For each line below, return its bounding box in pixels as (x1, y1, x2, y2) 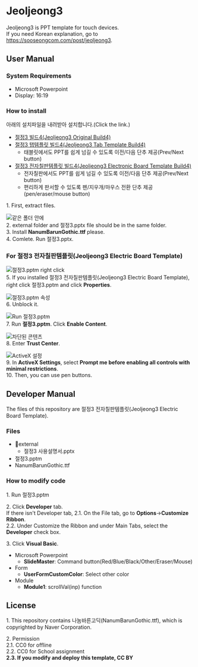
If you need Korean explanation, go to (6, 30, 98, 37)
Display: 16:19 (14, 91, 49, 99)
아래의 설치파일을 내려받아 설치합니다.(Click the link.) (6, 121, 131, 128)
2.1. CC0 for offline (6, 641, 52, 649)
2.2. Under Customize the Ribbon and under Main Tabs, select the (6, 522, 168, 529)
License (6, 601, 36, 611)
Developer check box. (6, 528, 61, 535)
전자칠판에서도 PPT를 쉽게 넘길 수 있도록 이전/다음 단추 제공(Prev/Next (23, 169, 189, 177)
